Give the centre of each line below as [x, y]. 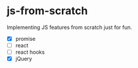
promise [25, 38]
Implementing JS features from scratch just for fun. [70, 27]
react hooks [30, 52]
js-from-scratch [47, 11]
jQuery [23, 59]
